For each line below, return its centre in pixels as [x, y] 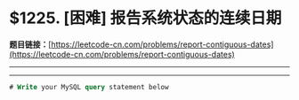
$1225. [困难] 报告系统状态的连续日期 [145, 18]
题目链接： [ [30, 44]
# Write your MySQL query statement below [89, 87]
